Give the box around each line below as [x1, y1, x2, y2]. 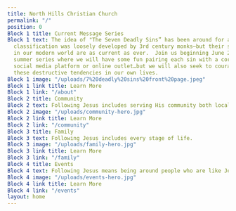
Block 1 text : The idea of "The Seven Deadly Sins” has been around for [7, 37, 225, 44]
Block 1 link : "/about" [7, 89, 77, 96]
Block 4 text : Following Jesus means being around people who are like [7, 167, 221, 174]
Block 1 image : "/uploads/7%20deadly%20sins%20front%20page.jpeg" [7, 75, 206, 83]
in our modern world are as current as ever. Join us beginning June [13, 50, 225, 57]
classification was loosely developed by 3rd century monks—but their [13, 43, 225, 50]
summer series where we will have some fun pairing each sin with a [13, 56, 218, 63]
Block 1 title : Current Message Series [7, 30, 124, 37]
